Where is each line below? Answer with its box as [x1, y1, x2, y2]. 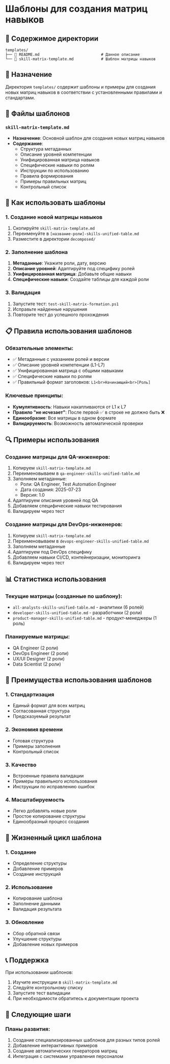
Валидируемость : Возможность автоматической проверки [12, 420, 144, 426]
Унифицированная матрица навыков [20, 156, 100, 163]
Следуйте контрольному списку [12, 985, 83, 991]
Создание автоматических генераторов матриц [12, 1048, 118, 1054]
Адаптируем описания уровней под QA [12, 497, 98, 504]
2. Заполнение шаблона [5, 249, 68, 256]
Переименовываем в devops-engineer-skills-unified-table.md [12, 538, 149, 544]
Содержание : [12, 140, 43, 147]
